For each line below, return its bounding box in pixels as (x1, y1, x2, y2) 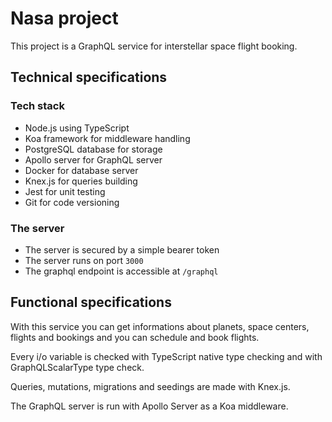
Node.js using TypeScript (24, 122, 130, 134)
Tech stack (10, 99, 65, 113)
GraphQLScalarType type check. (10, 361, 145, 373)
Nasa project (10, 7, 119, 30)
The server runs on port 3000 (24, 254, 144, 266)
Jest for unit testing (24, 185, 106, 197)
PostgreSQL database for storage (24, 143, 163, 155)
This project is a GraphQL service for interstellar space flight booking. (10, 40, 298, 52)
